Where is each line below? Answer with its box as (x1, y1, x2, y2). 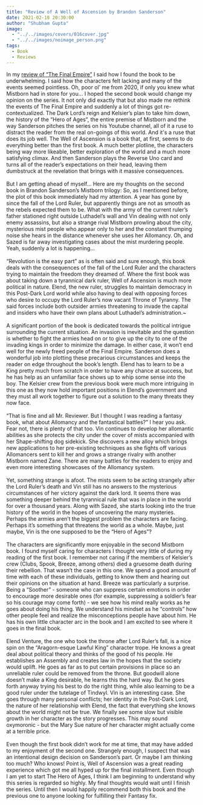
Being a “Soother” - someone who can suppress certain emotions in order (6, 586, 191, 593)
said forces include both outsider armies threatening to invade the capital (6, 302, 188, 310)
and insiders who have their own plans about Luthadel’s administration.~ (6, 309, 187, 316)
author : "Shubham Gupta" (6, 20, 69, 26)
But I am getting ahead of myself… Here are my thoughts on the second (6, 180, 184, 187)
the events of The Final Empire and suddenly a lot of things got (6, 102, 163, 110)
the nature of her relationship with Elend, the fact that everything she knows (6, 701, 195, 709)
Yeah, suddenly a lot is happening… (6, 244, 95, 252)
